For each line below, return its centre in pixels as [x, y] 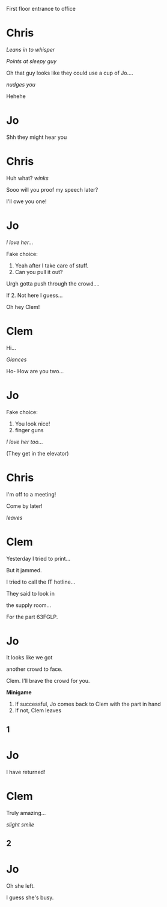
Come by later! [25, 506]
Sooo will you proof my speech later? [52, 189]
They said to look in [31, 593]
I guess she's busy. [30, 897]
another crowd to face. [35, 669]
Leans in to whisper [31, 49]
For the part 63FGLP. [32, 617]
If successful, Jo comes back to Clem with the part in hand [88, 704]
